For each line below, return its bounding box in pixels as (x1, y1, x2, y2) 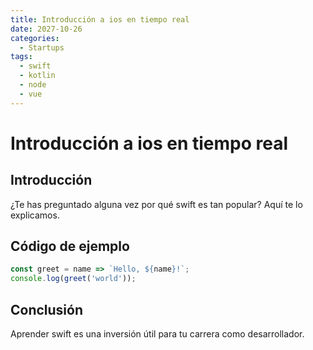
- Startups (19, 42, 65, 53)
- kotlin (19, 71, 56, 81)
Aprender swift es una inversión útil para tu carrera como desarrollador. (10, 328, 305, 340)
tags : (10, 52, 33, 62)
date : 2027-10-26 (10, 24, 83, 34)
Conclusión (10, 301, 84, 318)
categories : (10, 33, 60, 43)
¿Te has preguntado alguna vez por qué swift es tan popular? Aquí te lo (10, 198, 303, 210)
